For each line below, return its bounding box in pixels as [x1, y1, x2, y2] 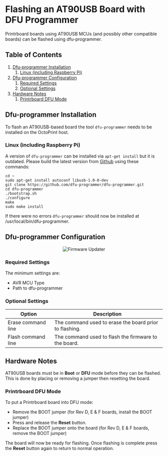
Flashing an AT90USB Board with [5, 4, 145, 15]
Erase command [7, 319, 46, 326]
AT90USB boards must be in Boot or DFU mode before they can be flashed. [5, 370, 161, 376]
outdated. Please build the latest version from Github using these [5, 158, 139, 164]
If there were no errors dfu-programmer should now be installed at [5, 213, 139, 219]
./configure [5, 195, 30, 200]
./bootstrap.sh [5, 191, 37, 196]
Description [93, 311, 121, 318]
